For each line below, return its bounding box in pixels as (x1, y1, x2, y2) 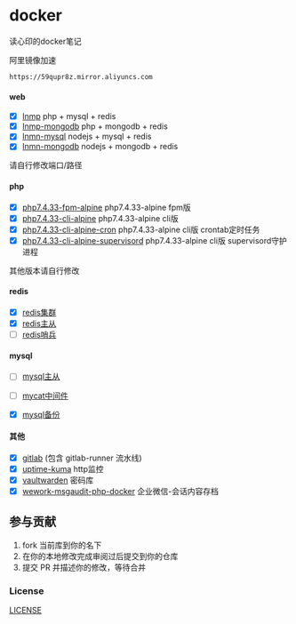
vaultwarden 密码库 (21, 475, 94, 485)
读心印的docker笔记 (9, 36, 82, 46)
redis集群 (21, 308, 57, 318)
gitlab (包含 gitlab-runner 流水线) (21, 452, 142, 463)
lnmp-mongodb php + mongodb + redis (21, 121, 169, 132)
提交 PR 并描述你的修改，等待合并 (21, 562, 147, 572)
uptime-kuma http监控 (21, 463, 104, 474)
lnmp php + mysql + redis (21, 111, 116, 122)
